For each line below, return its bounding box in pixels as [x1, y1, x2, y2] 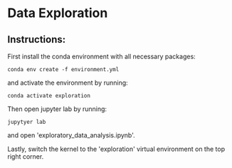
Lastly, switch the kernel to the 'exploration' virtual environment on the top [7, 145, 226, 153]
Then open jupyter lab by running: [7, 105, 107, 113]
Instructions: [7, 33, 66, 46]
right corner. [7, 152, 44, 161]
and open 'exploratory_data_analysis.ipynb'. [7, 131, 135, 140]
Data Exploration [7, 5, 108, 21]
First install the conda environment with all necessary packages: [7, 52, 196, 61]
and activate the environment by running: [7, 78, 128, 87]
